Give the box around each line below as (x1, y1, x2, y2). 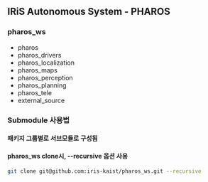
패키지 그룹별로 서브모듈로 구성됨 (7, 134, 98, 143)
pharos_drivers (17, 50, 62, 59)
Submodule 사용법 (7, 115, 70, 125)
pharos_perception (17, 73, 73, 82)
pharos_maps (17, 65, 58, 74)
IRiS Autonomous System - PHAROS (7, 6, 170, 18)
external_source (17, 96, 65, 105)
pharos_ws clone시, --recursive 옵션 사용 (7, 151, 128, 160)
